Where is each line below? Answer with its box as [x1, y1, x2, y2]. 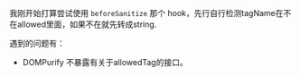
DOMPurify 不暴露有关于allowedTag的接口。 [22, 57, 188, 67]
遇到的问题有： [9, 38, 65, 48]
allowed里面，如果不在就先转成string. [16, 19, 157, 30]
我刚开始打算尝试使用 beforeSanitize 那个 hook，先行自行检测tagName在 [9, 8, 284, 18]
